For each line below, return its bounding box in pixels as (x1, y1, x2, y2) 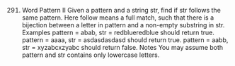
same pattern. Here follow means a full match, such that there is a (21, 13, 214, 22)
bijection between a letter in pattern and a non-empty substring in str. (21, 21, 225, 29)
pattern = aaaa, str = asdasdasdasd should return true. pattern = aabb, (21, 36, 229, 44)
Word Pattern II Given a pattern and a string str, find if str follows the (21, 6, 222, 14)
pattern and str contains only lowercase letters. (21, 51, 160, 59)
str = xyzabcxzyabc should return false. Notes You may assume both (21, 44, 224, 51)
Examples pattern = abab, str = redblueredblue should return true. (21, 28, 215, 37)
